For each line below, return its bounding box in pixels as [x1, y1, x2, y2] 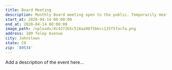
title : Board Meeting [5, 7, 52, 13]
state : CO [5, 41, 27, 46]
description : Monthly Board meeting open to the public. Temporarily [5, 12, 157, 17]
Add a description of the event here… [5, 59, 84, 65]
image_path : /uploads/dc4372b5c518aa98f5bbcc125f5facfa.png [5, 26, 137, 31]
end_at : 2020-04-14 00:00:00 [5, 21, 68, 27]
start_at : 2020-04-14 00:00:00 [5, 17, 72, 22]
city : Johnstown [5, 36, 40, 41]
